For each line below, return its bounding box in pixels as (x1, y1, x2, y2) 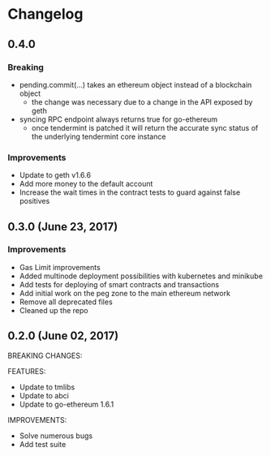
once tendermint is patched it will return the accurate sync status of (31, 123, 259, 132)
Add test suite (19, 439, 67, 449)
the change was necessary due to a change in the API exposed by (31, 97, 253, 106)
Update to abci (19, 390, 70, 400)
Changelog (7, 5, 84, 24)
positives (19, 196, 50, 206)
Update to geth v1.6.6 (19, 170, 91, 180)
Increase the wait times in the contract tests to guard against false (19, 187, 241, 197)
